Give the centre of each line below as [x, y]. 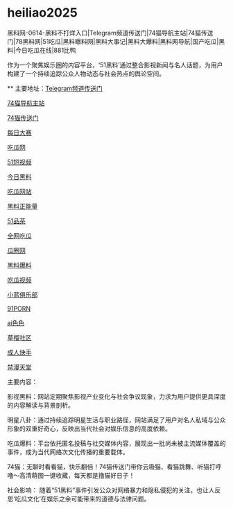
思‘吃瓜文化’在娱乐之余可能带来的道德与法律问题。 [79, 499]
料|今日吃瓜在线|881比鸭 [42, 50]
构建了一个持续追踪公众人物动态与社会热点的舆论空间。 [86, 74]
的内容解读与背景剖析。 [41, 405]
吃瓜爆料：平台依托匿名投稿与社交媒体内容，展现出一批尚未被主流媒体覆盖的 [116, 443]
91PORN [19, 308]
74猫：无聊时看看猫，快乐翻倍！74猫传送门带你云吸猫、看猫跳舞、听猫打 [112, 467]
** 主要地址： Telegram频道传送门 [55, 88]
